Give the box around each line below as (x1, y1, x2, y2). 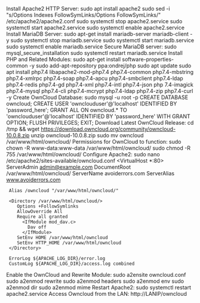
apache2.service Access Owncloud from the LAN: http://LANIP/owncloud (6, 290, 187, 297)
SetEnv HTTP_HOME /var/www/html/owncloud (17, 240, 121, 246)
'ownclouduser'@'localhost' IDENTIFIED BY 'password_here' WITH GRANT (6, 113, 190, 120)
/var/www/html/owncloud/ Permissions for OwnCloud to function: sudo (6, 138, 181, 145)
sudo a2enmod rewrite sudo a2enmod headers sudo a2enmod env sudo (6, 277, 184, 285)
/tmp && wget (6, 125, 40, 132)
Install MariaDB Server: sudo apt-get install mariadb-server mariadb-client (6, 30, 189, 38)
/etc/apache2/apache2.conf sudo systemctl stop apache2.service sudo (6, 18, 183, 24)
